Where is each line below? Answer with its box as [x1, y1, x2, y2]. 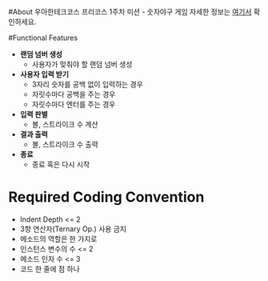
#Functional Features [8, 33, 78, 42]
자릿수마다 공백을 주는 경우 [31, 90, 116, 98]
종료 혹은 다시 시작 [31, 159, 90, 169]
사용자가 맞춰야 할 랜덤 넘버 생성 [31, 59, 133, 69]
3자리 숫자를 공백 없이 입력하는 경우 [31, 79, 144, 89]
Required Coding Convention [8, 188, 205, 207]
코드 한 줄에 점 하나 [19, 263, 80, 274]
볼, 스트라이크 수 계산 [31, 119, 98, 129]
